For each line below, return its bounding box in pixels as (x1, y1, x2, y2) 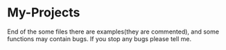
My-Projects (7, 5, 80, 21)
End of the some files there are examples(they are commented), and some (7, 27, 220, 36)
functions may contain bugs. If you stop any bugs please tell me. (7, 34, 192, 42)
